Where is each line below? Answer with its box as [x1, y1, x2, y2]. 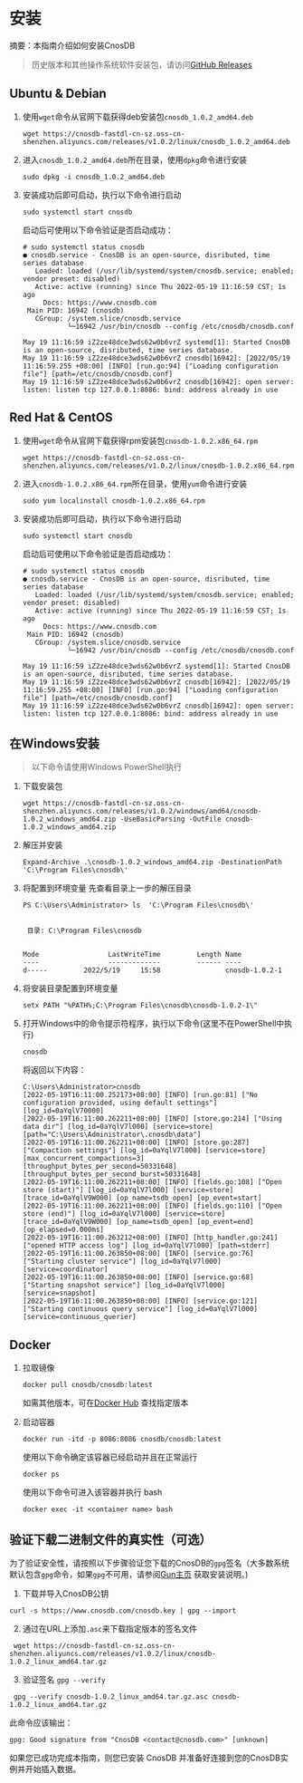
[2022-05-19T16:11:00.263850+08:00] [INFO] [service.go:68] [22, 1273, 254, 1282]
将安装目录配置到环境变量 [22, 983, 118, 994]
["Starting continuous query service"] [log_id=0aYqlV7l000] [22, 1305, 259, 1314]
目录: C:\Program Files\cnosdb [26, 926, 142, 936]
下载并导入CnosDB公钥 [22, 1588, 109, 1599]
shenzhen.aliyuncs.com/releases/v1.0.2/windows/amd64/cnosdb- [22, 807, 262, 816]
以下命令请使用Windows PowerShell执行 [31, 762, 183, 773]
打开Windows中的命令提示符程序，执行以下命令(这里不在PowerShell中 [22, 1018, 285, 1029]
